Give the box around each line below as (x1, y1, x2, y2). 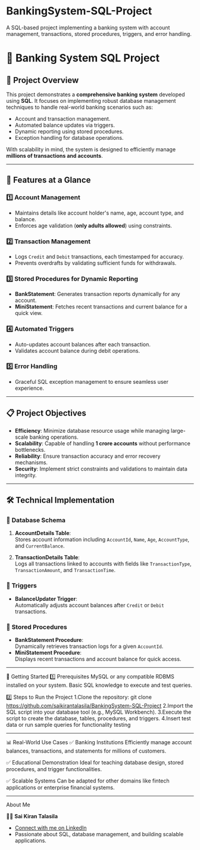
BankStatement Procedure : (14, 636, 83, 643)
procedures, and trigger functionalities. (6, 765, 102, 772)
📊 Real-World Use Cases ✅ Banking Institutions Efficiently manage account (6, 738, 192, 745)
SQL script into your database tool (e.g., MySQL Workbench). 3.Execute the (6, 708, 192, 716)
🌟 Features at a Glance (6, 175, 91, 185)
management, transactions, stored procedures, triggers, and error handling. (6, 30, 192, 37)
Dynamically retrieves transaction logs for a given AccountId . (14, 643, 164, 650)
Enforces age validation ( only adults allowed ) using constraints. (14, 222, 173, 229)
